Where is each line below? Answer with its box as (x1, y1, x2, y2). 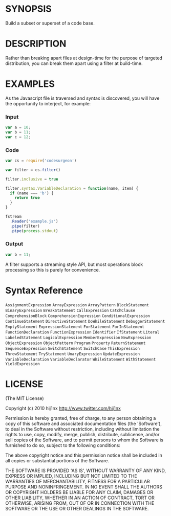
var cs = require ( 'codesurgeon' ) (5, 158, 77, 164)
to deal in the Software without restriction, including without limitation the (5, 425, 160, 432)
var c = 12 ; (5, 134, 31, 140)
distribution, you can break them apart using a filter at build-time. (5, 60, 143, 66)
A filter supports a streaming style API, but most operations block (5, 261, 143, 267)
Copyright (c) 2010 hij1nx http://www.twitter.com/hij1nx (5, 405, 121, 411)
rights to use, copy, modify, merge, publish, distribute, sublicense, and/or (5, 431, 160, 437)
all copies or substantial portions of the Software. (5, 457, 109, 463)
